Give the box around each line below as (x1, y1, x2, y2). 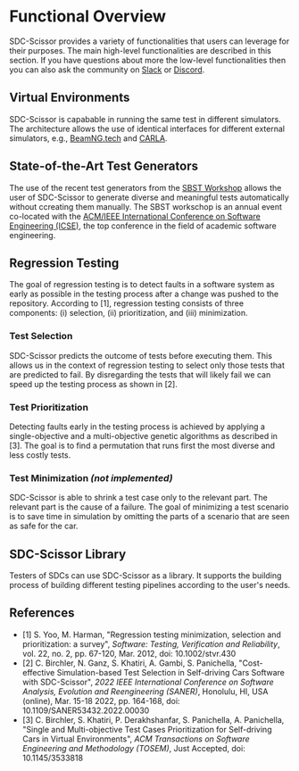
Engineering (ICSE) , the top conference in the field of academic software (9, 220, 277, 231)
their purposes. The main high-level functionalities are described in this (9, 45, 272, 55)
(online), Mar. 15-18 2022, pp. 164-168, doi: (21, 695, 180, 706)
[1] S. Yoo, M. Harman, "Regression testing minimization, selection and (21, 629, 281, 640)
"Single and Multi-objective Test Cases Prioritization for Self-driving (21, 724, 272, 734)
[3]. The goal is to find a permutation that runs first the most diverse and (9, 440, 275, 451)
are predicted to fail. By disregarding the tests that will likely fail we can (9, 369, 271, 380)
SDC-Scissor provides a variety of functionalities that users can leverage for (9, 36, 290, 46)
